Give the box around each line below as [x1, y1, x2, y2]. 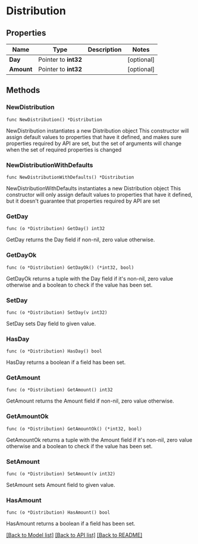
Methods [6, 85, 40, 96]
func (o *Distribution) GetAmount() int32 [6, 387, 113, 393]
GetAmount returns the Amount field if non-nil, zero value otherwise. [6, 397, 174, 405]
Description [87, 46, 122, 54]
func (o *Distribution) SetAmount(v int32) [6, 471, 116, 477]
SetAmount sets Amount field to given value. [6, 482, 115, 489]
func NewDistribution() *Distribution [6, 117, 102, 122]
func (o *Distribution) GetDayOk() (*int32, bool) [6, 265, 134, 271]
